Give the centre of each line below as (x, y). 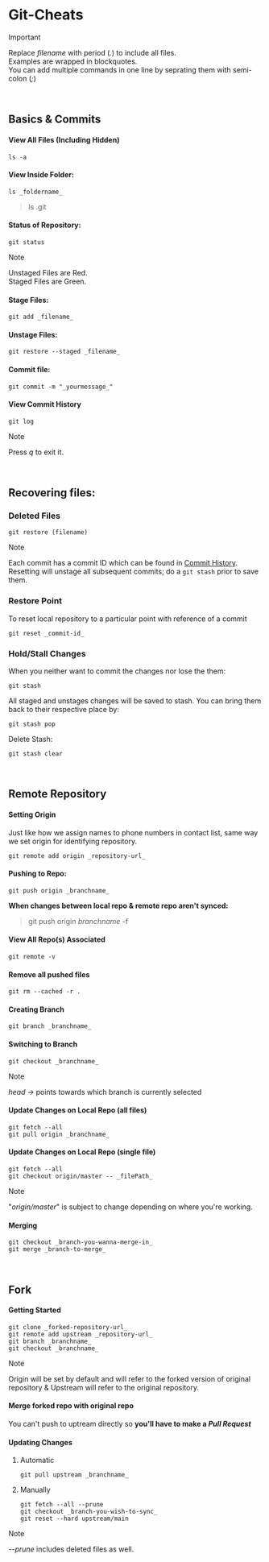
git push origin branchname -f (78, 921)
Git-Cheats (46, 15)
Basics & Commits (55, 120)
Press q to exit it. (36, 452)
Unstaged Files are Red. (48, 272)
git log (21, 421)
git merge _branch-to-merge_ (57, 1249)
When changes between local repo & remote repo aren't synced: (118, 905)
